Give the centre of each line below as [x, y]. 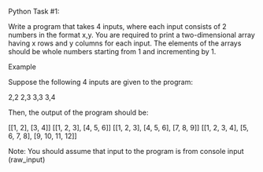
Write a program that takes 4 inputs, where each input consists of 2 [117, 26]
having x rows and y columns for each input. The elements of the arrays [125, 43]
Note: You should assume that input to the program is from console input [126, 151]
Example [22, 67]
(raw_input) [27, 159]
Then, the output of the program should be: [78, 112]
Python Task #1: [34, 11]
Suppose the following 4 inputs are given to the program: [100, 82]
